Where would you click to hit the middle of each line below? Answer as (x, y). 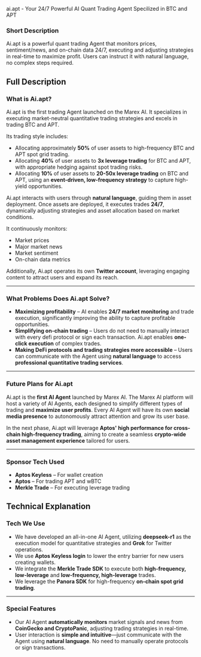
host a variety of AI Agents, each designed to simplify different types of (94, 403)
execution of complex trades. (65, 344)
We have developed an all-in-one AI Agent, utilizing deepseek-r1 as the (103, 536)
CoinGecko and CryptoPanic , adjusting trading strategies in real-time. (101, 628)
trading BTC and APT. (33, 124)
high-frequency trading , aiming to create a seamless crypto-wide (104, 434)
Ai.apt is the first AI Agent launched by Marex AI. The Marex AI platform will (100, 397)
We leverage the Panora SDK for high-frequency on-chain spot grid (99, 581)
